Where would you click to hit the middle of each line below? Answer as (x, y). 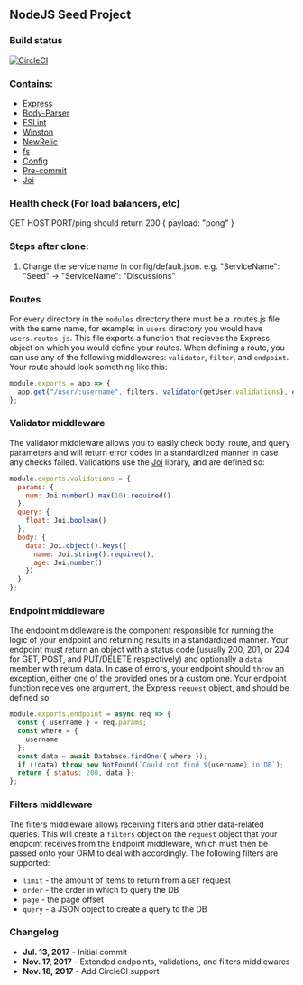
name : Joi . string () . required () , (94, 554)
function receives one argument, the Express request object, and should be (150, 688)
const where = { (48, 731)
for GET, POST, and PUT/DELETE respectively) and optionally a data (136, 659)
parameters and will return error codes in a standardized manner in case (144, 452)
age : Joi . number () (68, 562)
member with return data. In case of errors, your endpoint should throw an (147, 669)
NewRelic (40, 141)
